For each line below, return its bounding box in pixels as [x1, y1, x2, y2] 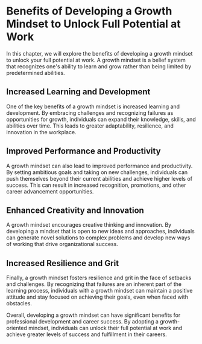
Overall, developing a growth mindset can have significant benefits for [6, 311, 181, 319]
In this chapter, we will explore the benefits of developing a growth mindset [6, 50, 193, 57]
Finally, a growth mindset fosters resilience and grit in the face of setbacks [6, 274, 192, 282]
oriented [6, 325, 27, 332]
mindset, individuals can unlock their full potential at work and [28, 325, 183, 332]
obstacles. [6, 300, 32, 307]
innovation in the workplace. [6, 128, 77, 135]
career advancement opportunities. [6, 187, 94, 195]
